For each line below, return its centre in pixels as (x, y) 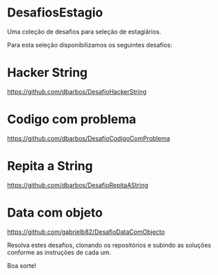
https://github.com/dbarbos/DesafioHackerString (77, 91)
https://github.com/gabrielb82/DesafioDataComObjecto (86, 232)
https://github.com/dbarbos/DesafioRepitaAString (78, 185)
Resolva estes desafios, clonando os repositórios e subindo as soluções (109, 245)
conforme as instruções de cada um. (59, 252)
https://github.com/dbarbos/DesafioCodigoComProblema (89, 138)
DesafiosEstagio (55, 13)
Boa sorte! (22, 265)
